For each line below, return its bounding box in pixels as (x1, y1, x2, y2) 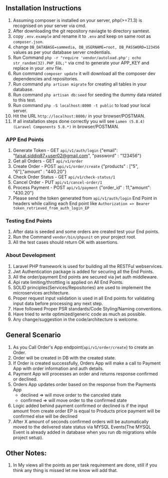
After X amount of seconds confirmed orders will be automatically (12, 418, 149, 424)
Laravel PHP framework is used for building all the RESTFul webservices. (12, 263, 163, 269)
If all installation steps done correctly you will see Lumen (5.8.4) (12, 118, 145, 124)
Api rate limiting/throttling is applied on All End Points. (12, 279, 124, 285)
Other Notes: (5, 448, 47, 457)
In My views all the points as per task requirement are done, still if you (12, 462, 157, 468)
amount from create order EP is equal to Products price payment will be (12, 407, 160, 414)
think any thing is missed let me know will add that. (12, 467, 118, 473)
